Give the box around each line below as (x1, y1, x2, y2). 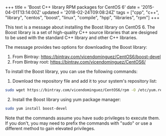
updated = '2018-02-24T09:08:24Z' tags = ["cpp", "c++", (41, 9, 159, 15)
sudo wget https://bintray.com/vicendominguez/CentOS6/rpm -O (5, 88, 136, 93)
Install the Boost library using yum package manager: (12, 96, 121, 102)
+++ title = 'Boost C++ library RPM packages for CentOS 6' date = (5, 4, 140, 10)
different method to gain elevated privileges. (5, 125, 95, 131)
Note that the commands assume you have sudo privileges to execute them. (5, 115, 160, 121)
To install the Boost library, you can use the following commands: (5, 68, 138, 74)
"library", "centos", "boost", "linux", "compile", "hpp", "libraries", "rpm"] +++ (5, 15, 160, 20)
